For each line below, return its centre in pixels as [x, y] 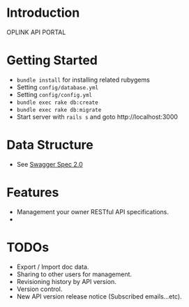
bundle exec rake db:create [57, 103]
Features [33, 193]
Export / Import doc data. [53, 267]
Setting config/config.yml [54, 94]
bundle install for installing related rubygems [83, 80]
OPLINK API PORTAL [36, 32]
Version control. [39, 289]
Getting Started [52, 60]
